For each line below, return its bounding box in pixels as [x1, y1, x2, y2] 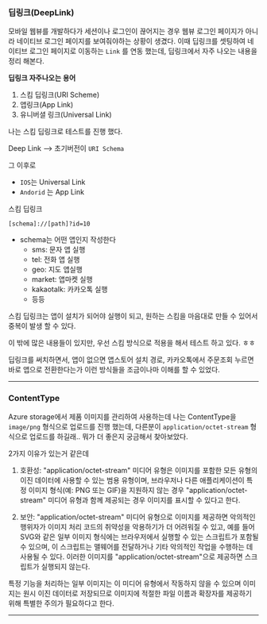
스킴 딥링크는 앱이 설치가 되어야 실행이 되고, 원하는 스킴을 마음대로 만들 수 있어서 [8, 311, 258, 321]
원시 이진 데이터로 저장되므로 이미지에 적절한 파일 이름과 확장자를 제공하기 [22, 588, 253, 598]
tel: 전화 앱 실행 [31, 255, 80, 264]
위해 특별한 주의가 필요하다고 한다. [8, 598, 114, 608]
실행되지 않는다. [41, 561, 91, 571]
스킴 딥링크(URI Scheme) [19, 90, 100, 100]
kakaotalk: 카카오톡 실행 [31, 284, 108, 295]
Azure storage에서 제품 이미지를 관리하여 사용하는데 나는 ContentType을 [8, 411, 237, 422]
